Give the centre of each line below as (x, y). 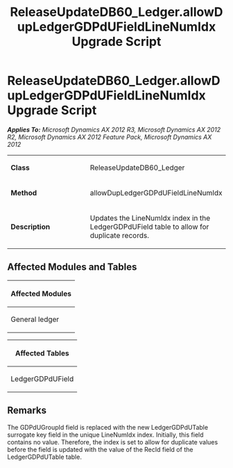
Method (24, 193)
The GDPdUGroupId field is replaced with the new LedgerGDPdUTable (108, 427)
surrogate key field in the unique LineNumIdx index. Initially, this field (105, 435)
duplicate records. (119, 235)
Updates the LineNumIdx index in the (150, 218)
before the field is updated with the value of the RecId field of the (100, 449)
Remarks (27, 411)
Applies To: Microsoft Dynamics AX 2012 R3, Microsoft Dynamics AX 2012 (114, 129)
